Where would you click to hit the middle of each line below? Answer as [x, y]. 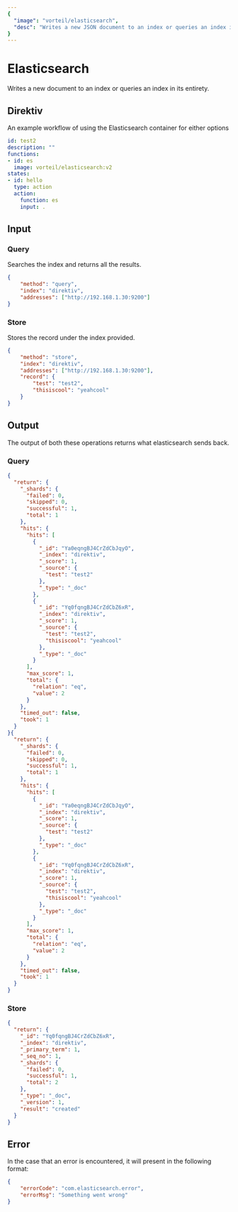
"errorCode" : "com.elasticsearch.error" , [82, 1189]
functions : [23, 154]
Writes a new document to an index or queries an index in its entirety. [108, 89]
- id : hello [25, 181]
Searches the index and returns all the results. [74, 265]
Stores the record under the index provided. [71, 337]
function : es [39, 200]
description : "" [31, 147]
